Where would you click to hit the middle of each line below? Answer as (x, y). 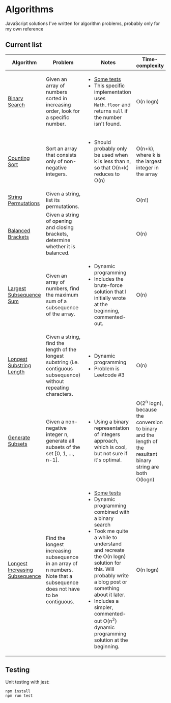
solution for (108, 563)
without (55, 381)
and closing (60, 227)
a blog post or (110, 582)
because (147, 409)
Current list (24, 45)
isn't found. (107, 124)
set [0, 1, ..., (60, 454)
